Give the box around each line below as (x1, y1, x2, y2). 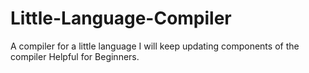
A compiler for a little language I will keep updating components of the (10, 40, 300, 52)
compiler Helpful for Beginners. (10, 50, 140, 62)
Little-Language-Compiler (10, 7, 232, 30)
